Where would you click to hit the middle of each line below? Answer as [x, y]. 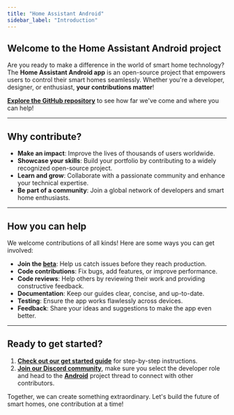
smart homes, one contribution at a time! [65, 404]
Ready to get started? [55, 344]
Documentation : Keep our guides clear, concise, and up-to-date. [111, 293]
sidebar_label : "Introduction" [53, 20]
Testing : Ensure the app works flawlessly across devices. [100, 301]
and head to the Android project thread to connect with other [105, 375]
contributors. [36, 383]
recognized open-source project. [65, 169]
